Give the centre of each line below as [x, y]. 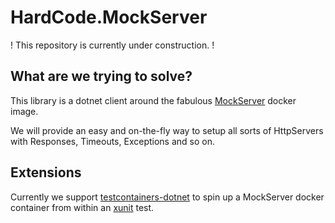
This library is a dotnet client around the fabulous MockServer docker [153, 100]
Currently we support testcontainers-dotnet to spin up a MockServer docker [167, 197]
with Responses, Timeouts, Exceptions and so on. [112, 141]
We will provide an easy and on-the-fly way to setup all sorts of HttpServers [167, 130]
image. [24, 111]
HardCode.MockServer [109, 17]
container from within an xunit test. [82, 207]
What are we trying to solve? [101, 76]
